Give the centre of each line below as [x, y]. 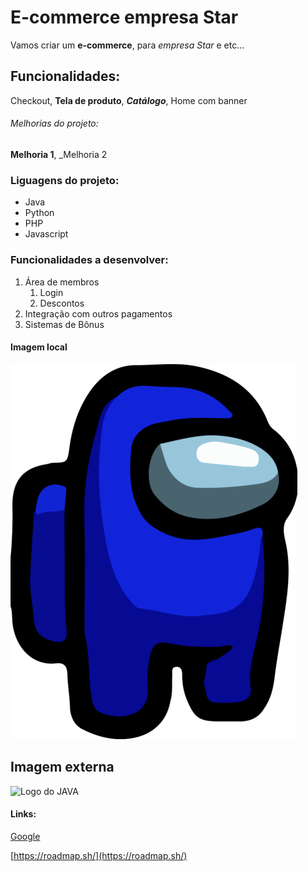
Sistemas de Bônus [64, 324]
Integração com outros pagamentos [98, 313]
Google [25, 836]
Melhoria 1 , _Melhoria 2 [59, 154]
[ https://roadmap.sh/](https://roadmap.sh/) [99, 855]
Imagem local [39, 347]
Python [39, 213]
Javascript [46, 234]
